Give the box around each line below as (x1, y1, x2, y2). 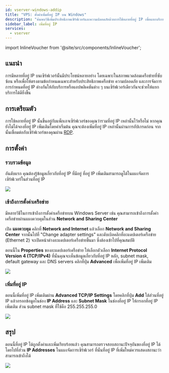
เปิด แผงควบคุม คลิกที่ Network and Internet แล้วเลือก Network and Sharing (5, 226, 151, 232)
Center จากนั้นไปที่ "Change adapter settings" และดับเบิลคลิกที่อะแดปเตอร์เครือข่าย (5, 231, 156, 237)
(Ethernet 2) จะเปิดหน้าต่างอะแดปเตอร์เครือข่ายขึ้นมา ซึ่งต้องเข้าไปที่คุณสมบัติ (5, 237, 135, 243)
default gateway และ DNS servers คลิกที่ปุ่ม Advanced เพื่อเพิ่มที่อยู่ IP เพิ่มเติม (5, 258, 152, 264)
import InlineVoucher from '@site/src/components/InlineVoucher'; (5, 45, 142, 50)
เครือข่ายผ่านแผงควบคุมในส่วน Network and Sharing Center (5, 215, 118, 221)
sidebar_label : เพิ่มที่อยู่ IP (5, 21, 57, 27)
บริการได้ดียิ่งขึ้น (5, 89, 31, 96)
